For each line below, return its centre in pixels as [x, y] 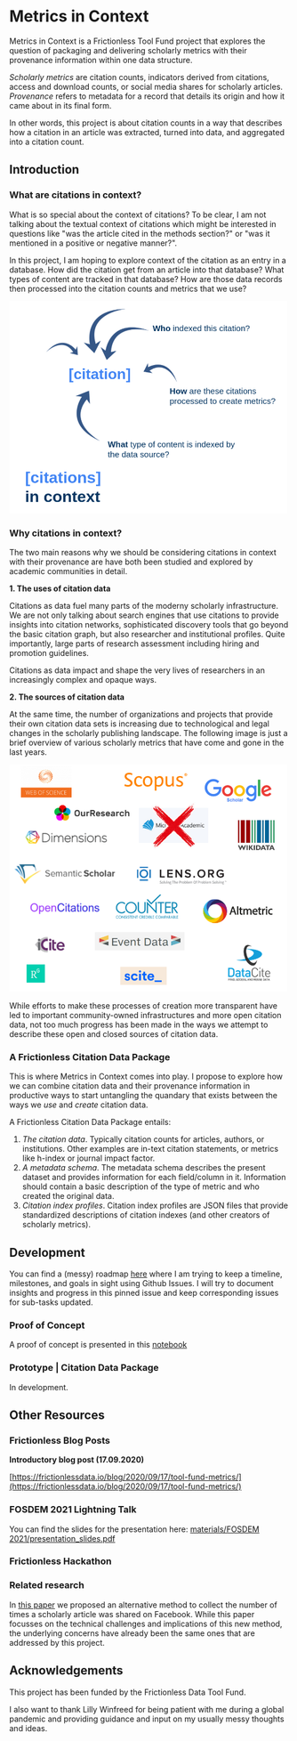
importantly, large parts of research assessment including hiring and [134, 644]
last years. [28, 752]
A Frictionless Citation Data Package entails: [90, 1122]
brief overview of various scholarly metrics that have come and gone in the [147, 743]
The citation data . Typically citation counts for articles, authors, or [143, 1139]
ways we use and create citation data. [79, 1105]
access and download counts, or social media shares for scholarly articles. [146, 86]
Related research [47, 1585]
